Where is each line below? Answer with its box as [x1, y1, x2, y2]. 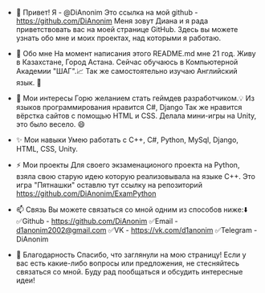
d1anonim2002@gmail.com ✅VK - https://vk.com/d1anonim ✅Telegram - [15, 226, 258, 234]
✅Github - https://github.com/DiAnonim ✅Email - [15, 217, 178, 226]
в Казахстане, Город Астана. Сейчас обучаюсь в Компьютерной [15, 57, 238, 67]
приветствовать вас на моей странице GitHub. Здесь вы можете [15, 25, 238, 34]
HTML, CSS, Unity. [15, 144, 79, 153]
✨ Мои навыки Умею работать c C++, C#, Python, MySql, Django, [15, 135, 239, 144]
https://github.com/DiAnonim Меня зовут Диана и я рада [15, 16, 209, 26]
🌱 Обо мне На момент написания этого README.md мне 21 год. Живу [15, 49, 256, 58]
